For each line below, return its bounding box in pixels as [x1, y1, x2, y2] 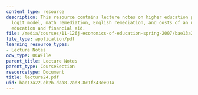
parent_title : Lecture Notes [6, 58, 78, 64]
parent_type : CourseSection [6, 63, 75, 70]
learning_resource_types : [6, 42, 70, 48]
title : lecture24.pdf [6, 74, 60, 80]
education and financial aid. [11, 25, 85, 31]
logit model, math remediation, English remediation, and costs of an [11, 19, 189, 25]
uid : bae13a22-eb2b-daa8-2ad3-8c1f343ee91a [6, 80, 115, 86]
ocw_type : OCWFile [6, 53, 51, 58]
